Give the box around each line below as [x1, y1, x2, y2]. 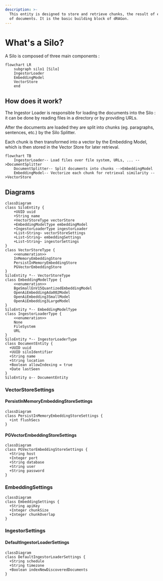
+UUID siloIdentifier [9, 349, 53, 355]
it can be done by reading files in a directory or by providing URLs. [5, 115, 138, 121]
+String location [9, 358, 45, 363]
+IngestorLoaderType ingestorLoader [14, 226, 88, 231]
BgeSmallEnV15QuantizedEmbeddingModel [14, 286, 92, 290]
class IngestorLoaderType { [5, 311, 62, 316]
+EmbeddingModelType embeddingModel [14, 222, 88, 227]
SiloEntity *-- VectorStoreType [5, 273, 70, 278]
